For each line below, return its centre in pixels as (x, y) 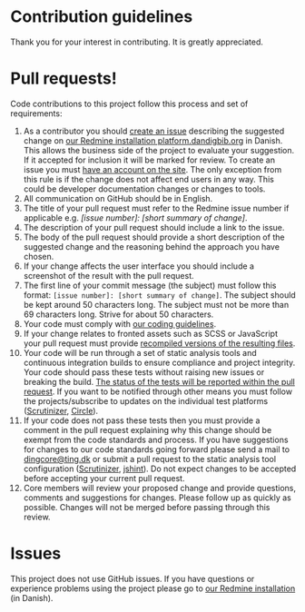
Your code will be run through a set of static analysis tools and (140, 352)
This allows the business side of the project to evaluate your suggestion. (159, 150)
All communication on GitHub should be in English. (118, 198)
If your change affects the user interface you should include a (139, 266)
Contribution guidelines (102, 17)
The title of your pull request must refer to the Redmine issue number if (156, 208)
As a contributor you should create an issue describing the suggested (154, 131)
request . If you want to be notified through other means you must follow (158, 391)
